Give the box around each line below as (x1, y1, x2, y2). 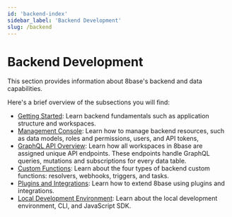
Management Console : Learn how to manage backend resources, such (17, 127, 225, 135)
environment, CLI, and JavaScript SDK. (17, 201, 132, 210)
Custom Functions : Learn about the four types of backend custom (17, 164, 211, 173)
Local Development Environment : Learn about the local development (17, 194, 218, 203)
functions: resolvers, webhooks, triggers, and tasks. (17, 172, 170, 180)
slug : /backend (7, 23, 52, 30)
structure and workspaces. (17, 119, 97, 128)
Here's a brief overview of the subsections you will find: (7, 98, 170, 106)
